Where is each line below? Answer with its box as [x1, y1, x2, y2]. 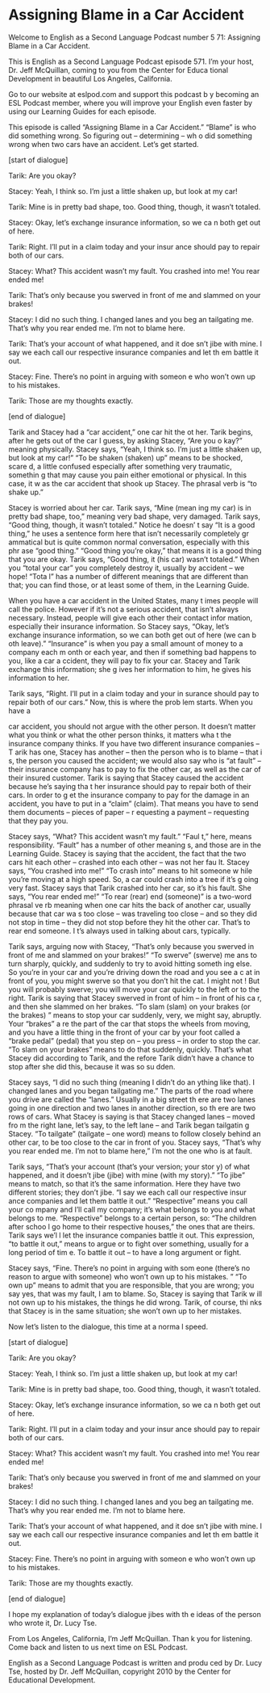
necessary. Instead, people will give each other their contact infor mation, [8, 612, 253, 623]
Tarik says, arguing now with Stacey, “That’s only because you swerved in [8, 941, 255, 951]
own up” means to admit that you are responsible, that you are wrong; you [8, 1280, 255, 1290]
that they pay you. [8, 816, 69, 825]
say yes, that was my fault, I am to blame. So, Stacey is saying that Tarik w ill [8, 1288, 263, 1298]
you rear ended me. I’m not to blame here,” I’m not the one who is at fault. [8, 1145, 252, 1156]
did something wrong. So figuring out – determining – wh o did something [8, 131, 252, 141]
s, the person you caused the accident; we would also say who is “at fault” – [8, 755, 262, 765]
